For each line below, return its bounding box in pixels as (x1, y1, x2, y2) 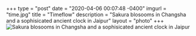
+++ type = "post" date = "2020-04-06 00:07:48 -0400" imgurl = (6, 5, 167, 12)
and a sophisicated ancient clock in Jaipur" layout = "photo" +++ (6, 17, 164, 24)
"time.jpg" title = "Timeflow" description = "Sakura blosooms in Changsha (6, 11, 187, 18)
